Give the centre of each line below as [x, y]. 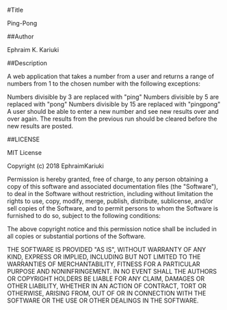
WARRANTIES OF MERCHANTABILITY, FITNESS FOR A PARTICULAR [104, 264]
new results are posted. [40, 126]
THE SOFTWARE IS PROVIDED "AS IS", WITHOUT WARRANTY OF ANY [107, 249]
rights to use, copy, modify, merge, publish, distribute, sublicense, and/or [110, 201]
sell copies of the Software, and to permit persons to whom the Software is [113, 208]
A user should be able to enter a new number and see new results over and [113, 111]
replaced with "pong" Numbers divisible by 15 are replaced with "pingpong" [114, 104]
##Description [27, 63]
